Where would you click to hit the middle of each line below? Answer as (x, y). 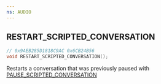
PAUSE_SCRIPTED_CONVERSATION (52, 75)
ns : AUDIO (19, 12)
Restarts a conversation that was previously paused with (78, 69)
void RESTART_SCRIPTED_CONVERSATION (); (57, 57)
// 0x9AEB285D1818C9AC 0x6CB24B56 (51, 51)
